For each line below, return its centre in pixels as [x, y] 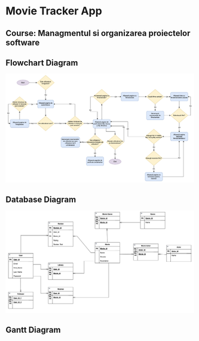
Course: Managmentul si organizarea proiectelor [98, 33]
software [23, 42]
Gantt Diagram [33, 330]
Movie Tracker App [54, 11]
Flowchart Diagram [42, 63]
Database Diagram [41, 199]
